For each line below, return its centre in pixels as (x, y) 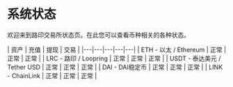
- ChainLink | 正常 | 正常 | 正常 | (52, 76)
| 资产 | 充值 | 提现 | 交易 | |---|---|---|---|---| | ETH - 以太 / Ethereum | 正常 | (117, 49)
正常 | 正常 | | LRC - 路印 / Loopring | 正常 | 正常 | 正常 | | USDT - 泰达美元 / (114, 58)
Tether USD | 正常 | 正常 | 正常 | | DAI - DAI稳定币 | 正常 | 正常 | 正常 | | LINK (115, 67)
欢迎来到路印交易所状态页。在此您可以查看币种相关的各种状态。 (98, 35)
